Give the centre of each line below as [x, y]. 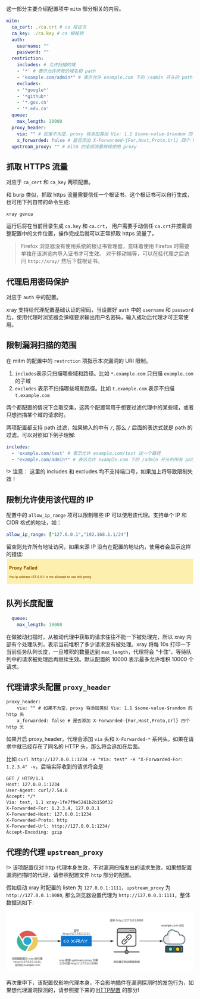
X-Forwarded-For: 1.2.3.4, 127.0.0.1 [53, 809]
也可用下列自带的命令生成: [38, 202]
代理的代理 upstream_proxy [55, 852]
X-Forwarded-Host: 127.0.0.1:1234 [49, 815]
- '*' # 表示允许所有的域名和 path [57, 71]
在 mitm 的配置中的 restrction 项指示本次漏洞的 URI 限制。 [79, 361]
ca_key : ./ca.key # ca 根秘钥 [48, 33]
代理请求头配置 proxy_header [59, 687]
